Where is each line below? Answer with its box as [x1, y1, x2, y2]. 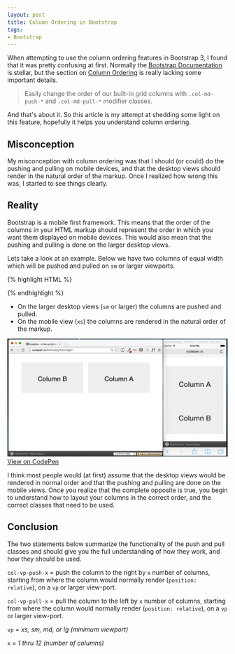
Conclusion [7, 521, 59, 533]
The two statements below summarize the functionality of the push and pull [7, 540, 225, 548]
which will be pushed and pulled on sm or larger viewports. [7, 261, 176, 270]
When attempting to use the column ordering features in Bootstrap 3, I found [7, 53, 228, 62]
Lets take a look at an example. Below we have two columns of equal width [7, 254, 224, 262]
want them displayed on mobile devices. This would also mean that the [7, 233, 212, 241]
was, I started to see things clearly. [7, 179, 108, 188]
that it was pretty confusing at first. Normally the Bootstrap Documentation [7, 61, 222, 69]
